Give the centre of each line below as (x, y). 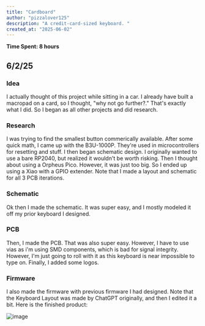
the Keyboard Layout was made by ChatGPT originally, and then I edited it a (102, 298)
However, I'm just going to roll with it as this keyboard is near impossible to (100, 256)
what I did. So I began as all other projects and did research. (82, 109)
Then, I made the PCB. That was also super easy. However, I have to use (98, 243)
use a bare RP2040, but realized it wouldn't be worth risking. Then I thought (102, 158)
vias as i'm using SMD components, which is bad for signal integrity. (92, 249)
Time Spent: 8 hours (33, 47)
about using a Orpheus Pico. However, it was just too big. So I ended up (97, 165)
